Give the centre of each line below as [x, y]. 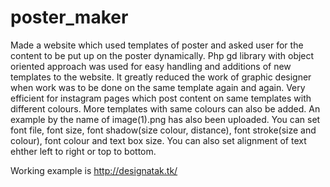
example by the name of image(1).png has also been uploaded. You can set [165, 119]
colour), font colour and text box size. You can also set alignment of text [158, 140]
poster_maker [69, 17]
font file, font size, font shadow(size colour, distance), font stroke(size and [163, 130]
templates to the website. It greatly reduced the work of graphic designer [161, 77]
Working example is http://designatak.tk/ [94, 170]
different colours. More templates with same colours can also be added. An [165, 108]
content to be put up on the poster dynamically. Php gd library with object [162, 55]
